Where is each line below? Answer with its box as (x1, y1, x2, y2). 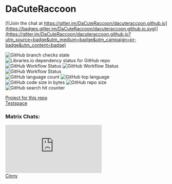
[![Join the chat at (5, 20, 43, 26)
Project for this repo (5, 95, 48, 101)
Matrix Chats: (5, 113, 40, 120)
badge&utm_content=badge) (5, 42, 66, 48)
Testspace (5, 100, 28, 106)
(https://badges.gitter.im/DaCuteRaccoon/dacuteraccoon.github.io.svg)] (5, 25, 158, 31)
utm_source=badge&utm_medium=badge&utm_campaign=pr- (5, 36, 137, 43)
